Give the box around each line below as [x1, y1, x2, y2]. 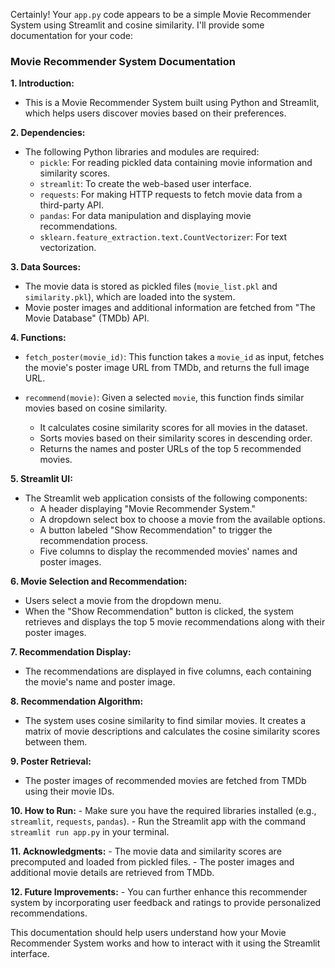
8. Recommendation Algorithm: [10, 695, 144, 708]
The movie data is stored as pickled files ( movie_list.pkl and [24, 280, 278, 293]
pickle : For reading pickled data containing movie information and [39, 157, 313, 169]
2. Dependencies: [10, 127, 86, 139]
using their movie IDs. [24, 785, 115, 798]
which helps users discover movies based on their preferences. [24, 107, 287, 119]
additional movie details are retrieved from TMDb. [10, 867, 215, 879]
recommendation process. [39, 535, 149, 547]
